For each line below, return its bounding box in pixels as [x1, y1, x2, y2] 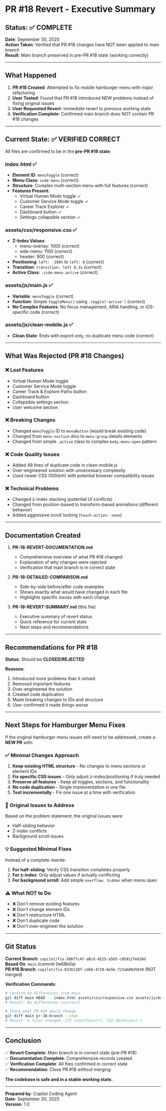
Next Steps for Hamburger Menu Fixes [5, 721, 126, 729]
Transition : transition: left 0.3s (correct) [12, 264, 102, 270]
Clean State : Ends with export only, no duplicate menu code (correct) [12, 333, 154, 339]
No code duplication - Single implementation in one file [12, 784, 126, 790]
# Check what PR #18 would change [5, 1009, 77, 1014]
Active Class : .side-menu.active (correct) [12, 270, 98, 276]
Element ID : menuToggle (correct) [12, 172, 79, 178]
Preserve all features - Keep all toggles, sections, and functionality [12, 779, 150, 785]
